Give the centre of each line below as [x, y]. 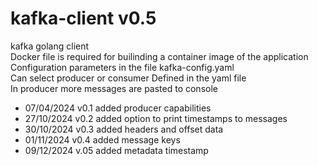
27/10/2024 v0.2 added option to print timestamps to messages [156, 118]
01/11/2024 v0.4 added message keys [102, 139]
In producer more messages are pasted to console [114, 88]
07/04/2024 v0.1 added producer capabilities [118, 108]
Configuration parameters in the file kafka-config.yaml [122, 67]
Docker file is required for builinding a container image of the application [159, 56]
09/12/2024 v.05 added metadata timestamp [116, 150]
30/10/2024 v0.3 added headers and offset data [124, 129]
